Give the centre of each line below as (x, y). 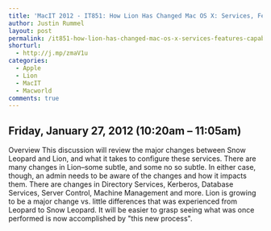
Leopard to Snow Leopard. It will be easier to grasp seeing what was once (131, 210)
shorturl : (25, 46)
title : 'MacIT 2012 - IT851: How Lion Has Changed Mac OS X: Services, (131, 16)
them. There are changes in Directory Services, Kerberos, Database (121, 184)
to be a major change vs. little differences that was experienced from (123, 201)
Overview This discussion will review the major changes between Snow (127, 151)
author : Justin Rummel (46, 23)
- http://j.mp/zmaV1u (52, 53)
